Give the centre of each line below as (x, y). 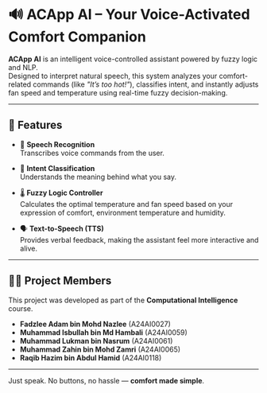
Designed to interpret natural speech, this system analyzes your (113, 76)
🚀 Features (35, 125)
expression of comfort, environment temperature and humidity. (123, 212)
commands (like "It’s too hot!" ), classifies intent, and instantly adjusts (146, 84)
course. (21, 308)
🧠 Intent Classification (57, 168)
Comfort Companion (77, 37)
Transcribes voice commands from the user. (92, 153)
